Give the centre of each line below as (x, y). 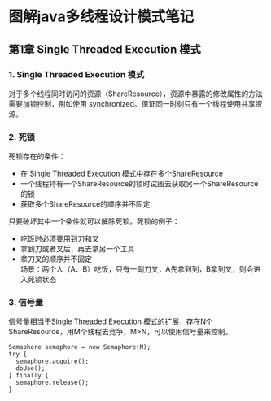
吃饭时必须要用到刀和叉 (59, 239)
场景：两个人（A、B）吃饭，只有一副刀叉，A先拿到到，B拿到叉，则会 (137, 269)
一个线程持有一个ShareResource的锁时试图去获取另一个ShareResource (139, 184)
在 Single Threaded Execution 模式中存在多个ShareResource (122, 174)
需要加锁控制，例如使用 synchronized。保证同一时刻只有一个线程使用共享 (132, 103)
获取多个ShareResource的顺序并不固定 (85, 204)
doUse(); (31, 368)
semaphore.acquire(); (52, 362)
